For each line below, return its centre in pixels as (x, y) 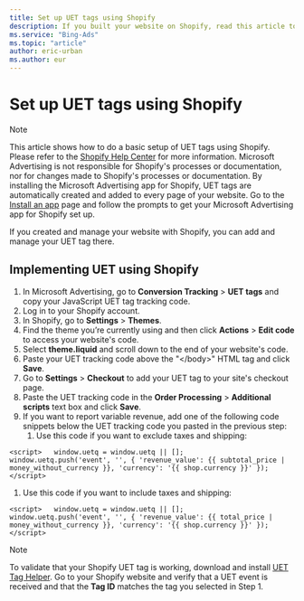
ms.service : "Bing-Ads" (54, 34)
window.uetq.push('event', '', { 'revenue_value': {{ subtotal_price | (147, 460)
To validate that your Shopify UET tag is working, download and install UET (149, 567)
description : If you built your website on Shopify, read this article (147, 26)
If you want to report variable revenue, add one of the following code (151, 416)
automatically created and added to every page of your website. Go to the (147, 194)
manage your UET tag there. (62, 241)
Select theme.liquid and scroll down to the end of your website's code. (155, 349)
